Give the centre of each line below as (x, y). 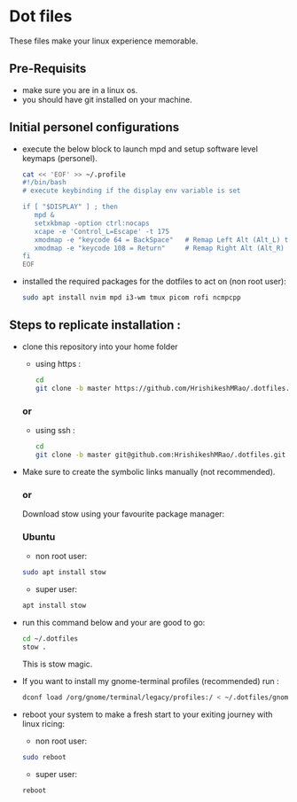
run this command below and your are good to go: (113, 623)
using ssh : (55, 430)
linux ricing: (43, 723)
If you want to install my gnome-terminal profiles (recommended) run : (150, 681)
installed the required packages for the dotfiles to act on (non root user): (154, 282)
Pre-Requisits (48, 69)
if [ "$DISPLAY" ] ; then (70, 207)
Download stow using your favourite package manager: (123, 514)
